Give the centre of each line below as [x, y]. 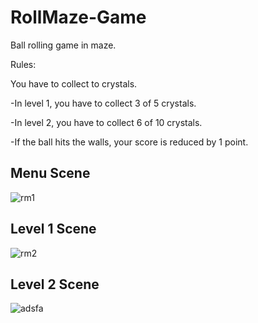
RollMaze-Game [78, 17]
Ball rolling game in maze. [63, 45]
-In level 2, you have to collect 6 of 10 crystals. [106, 122]
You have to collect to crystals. [74, 83]
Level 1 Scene [53, 229]
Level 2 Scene [55, 284]
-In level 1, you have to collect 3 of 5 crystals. [103, 103]
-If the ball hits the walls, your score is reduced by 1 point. [129, 142]
